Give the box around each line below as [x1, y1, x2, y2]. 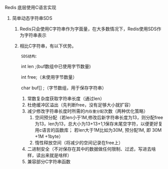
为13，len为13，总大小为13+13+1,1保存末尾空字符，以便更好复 [34, 121, 163, 127]
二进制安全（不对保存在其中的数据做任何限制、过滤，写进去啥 [27, 146, 156, 152]
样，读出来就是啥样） [27, 152, 72, 158]
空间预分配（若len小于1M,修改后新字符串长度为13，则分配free [34, 115, 163, 120]
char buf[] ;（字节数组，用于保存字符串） [21, 85, 107, 91]
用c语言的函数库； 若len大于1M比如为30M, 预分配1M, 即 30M [34, 127, 162, 133]
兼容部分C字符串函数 [27, 158, 71, 164]
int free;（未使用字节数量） [21, 74, 77, 80]
